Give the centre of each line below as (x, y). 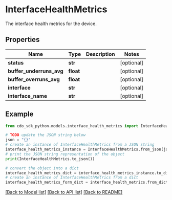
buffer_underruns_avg (36, 71)
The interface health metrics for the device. (51, 24)
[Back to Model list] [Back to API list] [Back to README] (64, 192)
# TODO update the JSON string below (46, 135)
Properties (23, 40)
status (16, 62)
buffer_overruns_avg (34, 79)
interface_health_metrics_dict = (41, 173)
